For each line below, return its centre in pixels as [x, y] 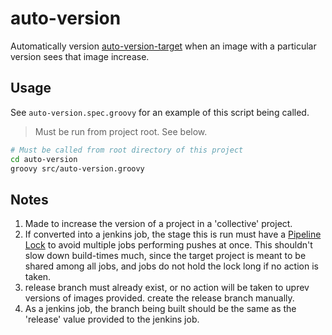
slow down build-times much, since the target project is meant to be [165, 256]
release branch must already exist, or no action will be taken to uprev [167, 288]
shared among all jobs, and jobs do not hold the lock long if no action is [171, 266]
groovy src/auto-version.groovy [77, 168]
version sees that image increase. [80, 56]
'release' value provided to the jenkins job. [112, 319]
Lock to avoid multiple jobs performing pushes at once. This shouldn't [168, 245]
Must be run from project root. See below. [121, 131]
